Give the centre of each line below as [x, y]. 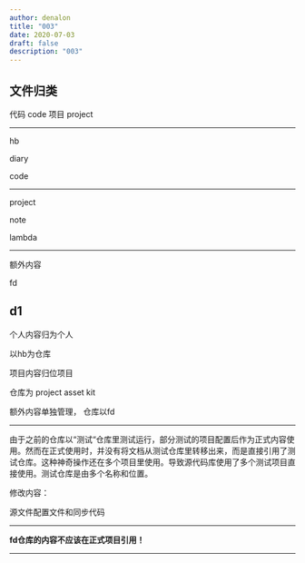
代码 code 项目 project [51, 114]
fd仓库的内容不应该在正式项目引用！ [77, 539]
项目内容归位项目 [41, 372]
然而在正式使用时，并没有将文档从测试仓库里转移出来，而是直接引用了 [156, 450]
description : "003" [46, 52]
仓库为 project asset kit [52, 392]
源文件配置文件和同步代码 [57, 512]
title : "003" [34, 26]
